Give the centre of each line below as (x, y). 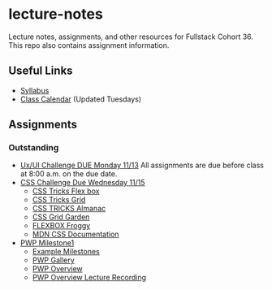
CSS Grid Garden (61, 217)
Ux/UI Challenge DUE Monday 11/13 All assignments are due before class (142, 165)
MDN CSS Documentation (76, 234)
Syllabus (35, 90)
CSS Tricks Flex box (66, 191)
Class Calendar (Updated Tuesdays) (81, 99)
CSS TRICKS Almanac (69, 209)
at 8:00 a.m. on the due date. (69, 174)
